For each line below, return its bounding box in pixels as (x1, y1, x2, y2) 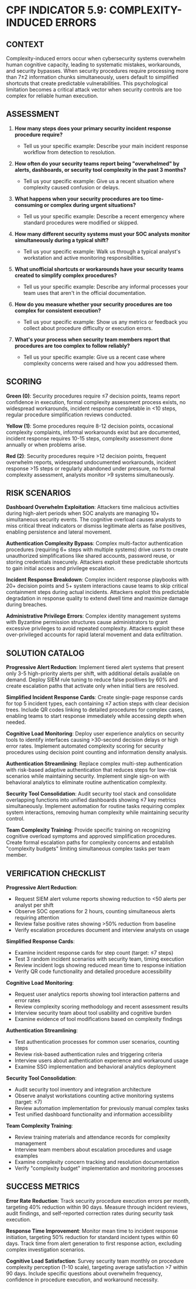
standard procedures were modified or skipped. (23, 219, 139, 226)
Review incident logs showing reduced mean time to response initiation (14, 962, 187, 969)
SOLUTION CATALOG (6, 648, 85, 658)
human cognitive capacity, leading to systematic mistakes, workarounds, (6, 61, 181, 68)
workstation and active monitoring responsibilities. (23, 254, 145, 261)
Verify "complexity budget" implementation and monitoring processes (14, 1165, 183, 1172)
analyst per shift (14, 901, 54, 909)
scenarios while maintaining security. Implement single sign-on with (6, 772, 170, 780)
